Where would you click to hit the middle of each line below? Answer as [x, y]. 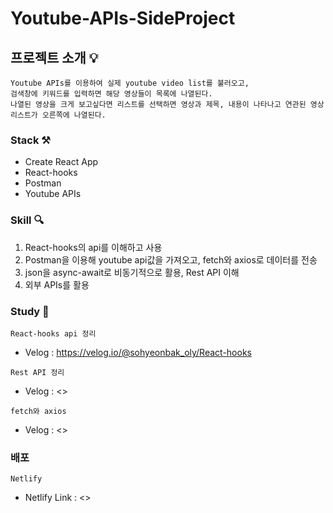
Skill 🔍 [27, 220]
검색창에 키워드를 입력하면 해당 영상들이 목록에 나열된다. [111, 94]
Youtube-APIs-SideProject [123, 18]
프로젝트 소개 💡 [54, 57]
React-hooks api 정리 [53, 333]
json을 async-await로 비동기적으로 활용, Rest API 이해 [132, 272]
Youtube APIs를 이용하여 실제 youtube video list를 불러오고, [130, 83]
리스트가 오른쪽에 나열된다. [58, 115]
